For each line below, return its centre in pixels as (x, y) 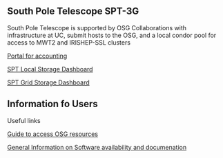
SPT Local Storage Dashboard (50, 69)
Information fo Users (52, 104)
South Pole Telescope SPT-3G (73, 11)
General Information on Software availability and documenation (97, 147)
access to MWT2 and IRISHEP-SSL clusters (69, 42)
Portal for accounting (37, 56)
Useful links (24, 120)
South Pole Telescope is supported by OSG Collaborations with (97, 27)
